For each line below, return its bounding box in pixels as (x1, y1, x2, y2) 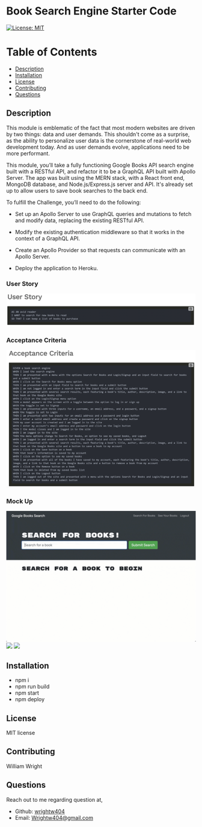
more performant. (6, 149, 50, 157)
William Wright (6, 763, 42, 770)
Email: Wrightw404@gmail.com (14, 814, 93, 821)
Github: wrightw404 (14, 808, 65, 815)
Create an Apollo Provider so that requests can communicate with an (14, 246, 186, 253)
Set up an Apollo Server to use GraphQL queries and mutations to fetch (14, 210, 192, 217)
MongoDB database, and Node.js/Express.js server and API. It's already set (6, 181, 194, 188)
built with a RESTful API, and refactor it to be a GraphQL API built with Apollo (6, 167, 196, 175)
